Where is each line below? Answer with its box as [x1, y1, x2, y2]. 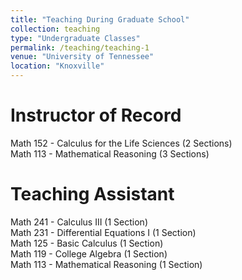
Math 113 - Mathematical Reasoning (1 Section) [10, 258, 203, 270]
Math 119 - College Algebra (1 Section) [10, 247, 168, 260]
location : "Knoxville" [10, 61, 105, 71]
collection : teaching [10, 24, 101, 34]
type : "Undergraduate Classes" [10, 33, 141, 43]
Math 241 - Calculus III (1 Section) [10, 216, 148, 228]
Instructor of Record [10, 104, 182, 127]
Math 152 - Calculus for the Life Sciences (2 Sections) [10, 137, 233, 149]
